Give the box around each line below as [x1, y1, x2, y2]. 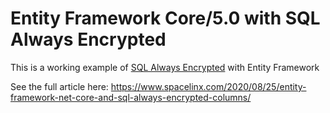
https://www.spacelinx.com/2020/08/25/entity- [110, 80, 307, 92]
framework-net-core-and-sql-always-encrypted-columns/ [10, 91, 252, 103]
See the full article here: [10, 80, 109, 92]
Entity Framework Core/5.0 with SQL [10, 7, 321, 30]
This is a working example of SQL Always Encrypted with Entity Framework [10, 61, 320, 73]
